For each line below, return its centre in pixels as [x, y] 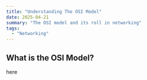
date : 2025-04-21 [28, 17]
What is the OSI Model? [50, 58]
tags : [13, 28]
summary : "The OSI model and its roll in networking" [74, 23]
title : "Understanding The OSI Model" [54, 12]
